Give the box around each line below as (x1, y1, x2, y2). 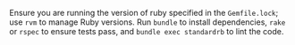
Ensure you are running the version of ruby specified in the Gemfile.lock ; (9, 8, 279, 18)
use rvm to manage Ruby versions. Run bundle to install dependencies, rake (9, 17, 286, 27)
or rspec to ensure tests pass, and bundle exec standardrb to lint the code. (9, 26, 284, 36)
